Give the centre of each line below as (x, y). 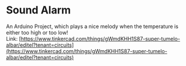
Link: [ (14, 39)
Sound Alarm (39, 10)
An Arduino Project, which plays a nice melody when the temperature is (92, 26)
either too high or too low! (37, 32)
